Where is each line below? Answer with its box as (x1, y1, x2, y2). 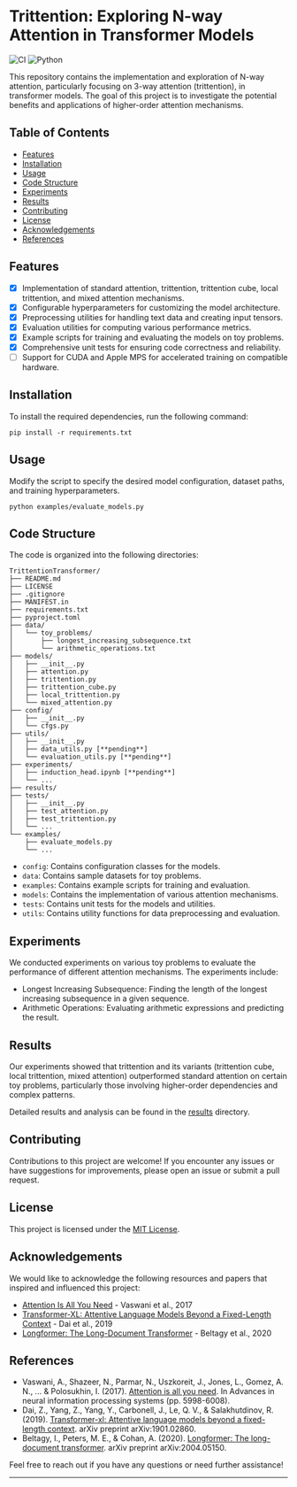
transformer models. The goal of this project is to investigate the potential (9, 90, 277, 101)
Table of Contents (9, 126, 110, 141)
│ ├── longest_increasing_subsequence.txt (9, 636, 192, 645)
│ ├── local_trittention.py (9, 690, 121, 700)
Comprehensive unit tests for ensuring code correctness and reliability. (21, 342, 281, 352)
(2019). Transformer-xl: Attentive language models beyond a (21, 1414, 242, 1425)
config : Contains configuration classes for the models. (21, 861, 221, 872)
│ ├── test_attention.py (9, 807, 109, 816)
